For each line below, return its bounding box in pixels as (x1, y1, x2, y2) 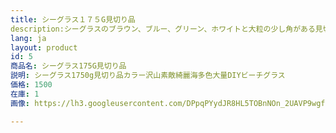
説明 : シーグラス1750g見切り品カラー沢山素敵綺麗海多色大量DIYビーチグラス (10, 71, 286, 81)
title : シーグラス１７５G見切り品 (10, 14, 136, 25)
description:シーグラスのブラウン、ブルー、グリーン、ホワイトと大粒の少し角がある (10, 24, 316, 34)
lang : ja (10, 33, 47, 43)
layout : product (10, 42, 78, 53)
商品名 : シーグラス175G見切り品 (10, 61, 127, 71)
